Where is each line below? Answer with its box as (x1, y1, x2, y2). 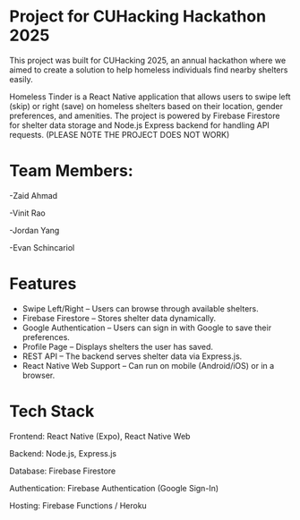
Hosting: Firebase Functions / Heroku (9, 499, 148, 511)
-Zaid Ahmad (9, 190, 58, 200)
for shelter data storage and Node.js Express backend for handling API (9, 119, 270, 131)
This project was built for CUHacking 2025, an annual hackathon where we (9, 55, 287, 65)
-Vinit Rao (9, 208, 47, 218)
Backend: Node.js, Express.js (9, 448, 117, 458)
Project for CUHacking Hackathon (9, 6, 267, 27)
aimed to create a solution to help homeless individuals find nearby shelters (9, 64, 288, 75)
